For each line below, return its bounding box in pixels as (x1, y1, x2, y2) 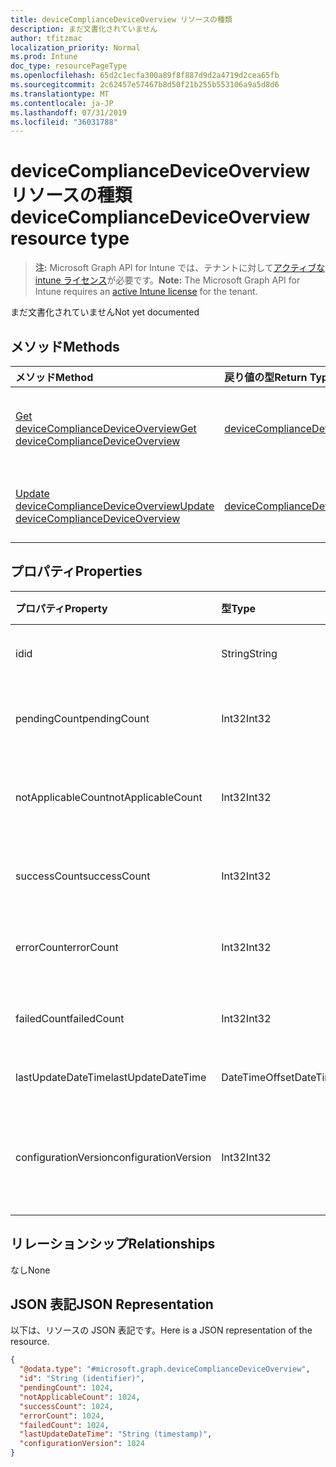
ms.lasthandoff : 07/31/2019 (10, 107, 128, 118)
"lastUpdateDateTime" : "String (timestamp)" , (19, 1429, 213, 1440)
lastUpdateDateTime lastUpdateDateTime (15, 1070, 207, 1084)
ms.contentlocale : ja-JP (10, 98, 114, 108)
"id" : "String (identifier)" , (19, 1374, 145, 1384)
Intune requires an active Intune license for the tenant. (34, 286, 258, 298)
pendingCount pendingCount (15, 711, 150, 725)
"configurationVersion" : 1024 (19, 1439, 145, 1449)
